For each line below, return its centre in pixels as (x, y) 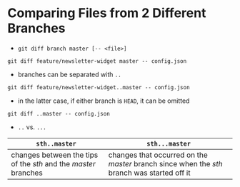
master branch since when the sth (165, 163)
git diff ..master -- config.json (59, 113)
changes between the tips (55, 155)
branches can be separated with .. (69, 74)
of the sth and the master (54, 163)
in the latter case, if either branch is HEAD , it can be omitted (104, 101)
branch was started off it (149, 173)
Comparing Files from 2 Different (107, 13)
